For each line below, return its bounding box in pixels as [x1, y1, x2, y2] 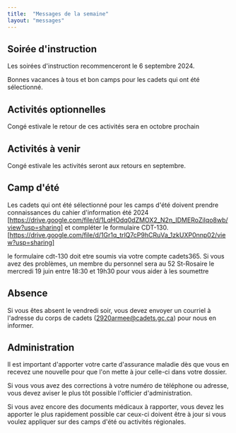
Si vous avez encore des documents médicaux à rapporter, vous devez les [7, 403, 224, 411]
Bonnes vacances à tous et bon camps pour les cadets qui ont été [7, 76, 200, 84]
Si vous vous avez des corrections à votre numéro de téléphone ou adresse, [7, 381, 229, 390]
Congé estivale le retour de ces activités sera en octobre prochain [7, 122, 200, 131]
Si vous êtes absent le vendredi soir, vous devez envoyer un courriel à [7, 306, 211, 314]
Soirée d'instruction [7, 43, 98, 55]
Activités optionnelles [7, 103, 106, 115]
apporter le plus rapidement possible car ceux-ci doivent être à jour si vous [7, 410, 226, 419]
